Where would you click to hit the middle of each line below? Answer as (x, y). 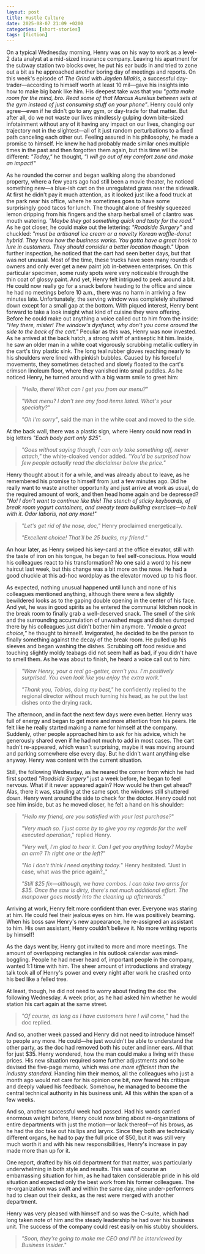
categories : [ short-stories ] (43, 29)
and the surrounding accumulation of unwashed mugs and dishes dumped (100, 620)
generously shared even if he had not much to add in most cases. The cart (100, 741)
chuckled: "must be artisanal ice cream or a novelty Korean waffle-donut (99, 234)
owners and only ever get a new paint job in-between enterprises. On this (99, 266)
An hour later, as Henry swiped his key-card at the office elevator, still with (100, 549)
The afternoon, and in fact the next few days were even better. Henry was (99, 714)
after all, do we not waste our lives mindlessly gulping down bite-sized (95, 118)
